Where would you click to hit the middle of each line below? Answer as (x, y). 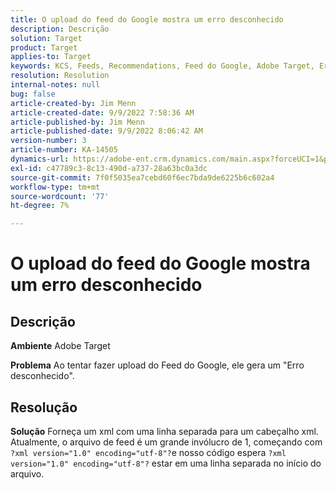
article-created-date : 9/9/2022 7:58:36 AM (102, 112)
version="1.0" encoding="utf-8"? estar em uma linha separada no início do (166, 463)
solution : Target (46, 38)
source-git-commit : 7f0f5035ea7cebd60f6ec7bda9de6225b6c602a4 (142, 177)
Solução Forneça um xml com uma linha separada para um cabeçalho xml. (164, 431)
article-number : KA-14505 (64, 150)
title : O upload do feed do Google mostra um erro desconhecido (147, 19)
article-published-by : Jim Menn (77, 122)
